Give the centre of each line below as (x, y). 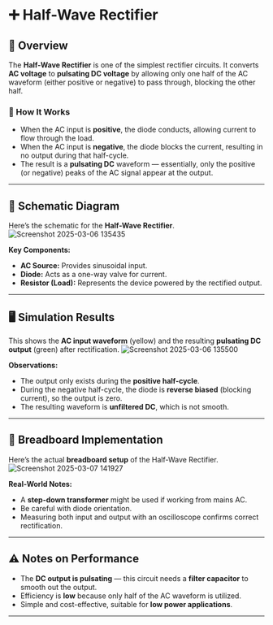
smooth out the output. (58, 587)
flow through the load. (57, 138)
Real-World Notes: (41, 484)
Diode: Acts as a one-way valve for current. (93, 275)
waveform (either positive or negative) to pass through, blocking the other (132, 82)
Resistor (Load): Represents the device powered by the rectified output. (141, 283)
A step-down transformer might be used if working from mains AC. (134, 499)
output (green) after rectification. (64, 349)
